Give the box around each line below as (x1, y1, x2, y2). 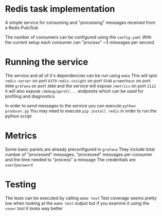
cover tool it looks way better (5, 205, 63, 211)
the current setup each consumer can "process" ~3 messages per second (5, 39, 154, 45)
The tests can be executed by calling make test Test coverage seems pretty (5, 195, 157, 201)
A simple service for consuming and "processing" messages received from (5, 20, 156, 25)
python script (5, 113, 32, 119)
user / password (5, 162, 33, 168)
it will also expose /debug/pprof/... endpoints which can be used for (5, 88, 144, 94)
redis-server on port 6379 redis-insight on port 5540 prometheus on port (5, 78, 151, 83)
